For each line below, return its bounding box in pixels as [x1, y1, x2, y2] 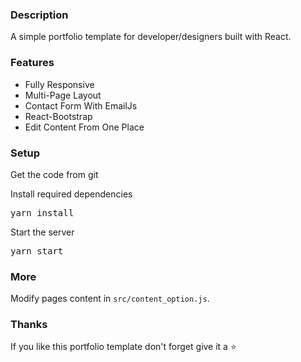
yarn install [10, 207, 75, 218]
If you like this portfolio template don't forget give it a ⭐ [10, 341, 237, 353]
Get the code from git [10, 168, 99, 180]
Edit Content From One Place [24, 121, 145, 133]
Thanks [10, 318, 48, 332]
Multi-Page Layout [24, 89, 102, 101]
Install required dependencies [10, 188, 133, 200]
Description [10, 8, 69, 22]
